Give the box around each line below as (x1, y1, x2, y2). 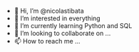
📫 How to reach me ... (14, 37, 81, 45)
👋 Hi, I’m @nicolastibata (14, 7, 84, 15)
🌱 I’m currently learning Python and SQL (14, 22, 133, 30)
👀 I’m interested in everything (14, 14, 101, 22)
